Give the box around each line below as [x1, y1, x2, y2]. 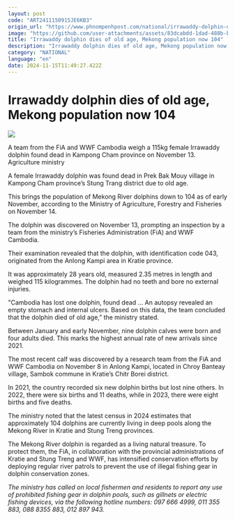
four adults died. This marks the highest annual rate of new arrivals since [8, 334, 218, 342]
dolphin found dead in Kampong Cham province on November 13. [8, 151, 196, 159]
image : [8, 29, 27, 37]
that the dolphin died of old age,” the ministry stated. [8, 313, 160, 321]
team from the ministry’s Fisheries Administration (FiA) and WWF [8, 228, 195, 236]
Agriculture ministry [8, 158, 65, 166]
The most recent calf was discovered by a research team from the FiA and [8, 355, 222, 363]
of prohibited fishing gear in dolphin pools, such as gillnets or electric [8, 490, 208, 498]
